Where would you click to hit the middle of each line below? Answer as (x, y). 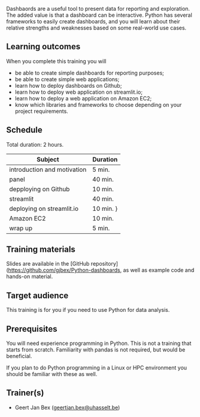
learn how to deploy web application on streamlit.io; (78, 92)
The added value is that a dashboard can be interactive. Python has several (99, 15)
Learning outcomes (43, 47)
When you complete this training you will (56, 61)
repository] (104, 264)
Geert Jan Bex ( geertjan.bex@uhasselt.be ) (67, 407)
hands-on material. (30, 276)
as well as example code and (159, 270)
